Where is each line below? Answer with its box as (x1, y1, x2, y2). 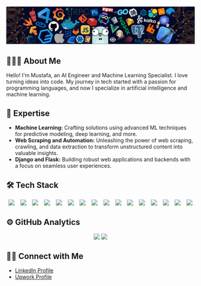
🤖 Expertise (6, 108, 50, 118)
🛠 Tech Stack (6, 180, 59, 190)
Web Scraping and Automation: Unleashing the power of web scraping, (14, 137, 193, 144)
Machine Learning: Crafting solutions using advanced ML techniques (14, 124, 187, 132)
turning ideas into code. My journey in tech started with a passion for (6, 78, 176, 86)
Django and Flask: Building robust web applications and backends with (14, 156, 191, 163)
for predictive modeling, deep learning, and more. (14, 130, 138, 138)
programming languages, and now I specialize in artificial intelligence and (6, 84, 187, 92)
